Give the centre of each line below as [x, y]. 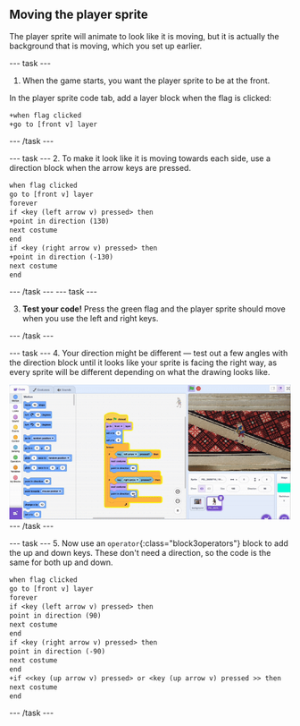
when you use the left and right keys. [90, 318]
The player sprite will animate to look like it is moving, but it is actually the [144, 36]
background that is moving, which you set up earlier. [106, 46]
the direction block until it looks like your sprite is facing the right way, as [143, 363]
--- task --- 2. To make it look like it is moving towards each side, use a [140, 158]
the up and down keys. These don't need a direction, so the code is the [140, 553]
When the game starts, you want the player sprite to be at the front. [146, 81]
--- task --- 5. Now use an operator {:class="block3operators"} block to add [149, 543]
